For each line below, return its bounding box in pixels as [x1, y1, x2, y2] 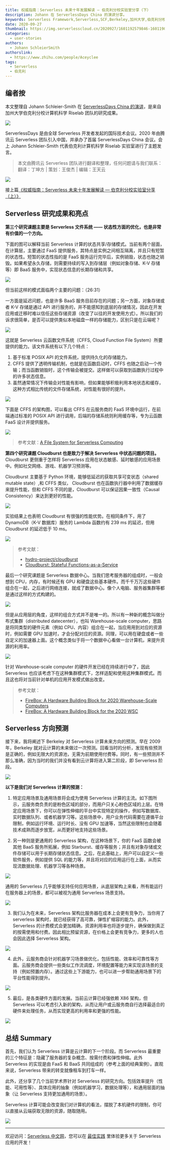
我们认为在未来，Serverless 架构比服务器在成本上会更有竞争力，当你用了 [12, 910, 165, 916]
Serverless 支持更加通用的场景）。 [19, 1091, 90, 1097]
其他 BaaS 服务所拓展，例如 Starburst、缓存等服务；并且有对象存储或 [12, 844, 158, 850]
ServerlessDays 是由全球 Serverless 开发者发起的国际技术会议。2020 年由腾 [5, 130, 165, 136]
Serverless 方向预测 [5, 724, 69, 733]
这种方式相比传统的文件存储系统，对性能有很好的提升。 [12, 386, 128, 392]
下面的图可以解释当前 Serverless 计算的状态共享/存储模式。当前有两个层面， [5, 241, 165, 247]
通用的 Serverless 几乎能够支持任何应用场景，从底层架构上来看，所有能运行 [5, 883, 163, 890]
